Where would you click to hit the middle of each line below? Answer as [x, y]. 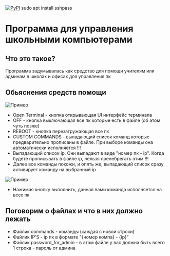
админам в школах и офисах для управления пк [58, 76]
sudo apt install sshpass [47, 8]
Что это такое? [30, 58]
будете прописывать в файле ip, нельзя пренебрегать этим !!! [81, 158]
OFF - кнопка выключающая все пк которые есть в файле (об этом [87, 120]
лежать [18, 219]
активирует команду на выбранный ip [54, 169]
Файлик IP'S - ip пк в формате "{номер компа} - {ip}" [71, 237]
